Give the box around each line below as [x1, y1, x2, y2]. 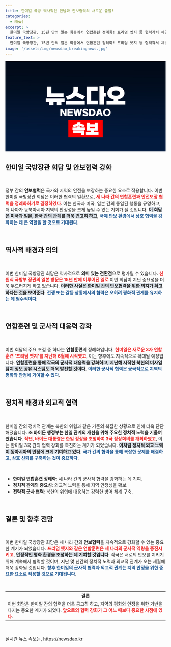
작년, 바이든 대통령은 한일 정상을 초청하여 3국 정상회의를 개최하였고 [24, 435, 156, 442]
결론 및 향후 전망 [5, 515, 53, 523]
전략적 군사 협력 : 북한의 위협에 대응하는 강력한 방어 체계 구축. [12, 488, 133, 495]
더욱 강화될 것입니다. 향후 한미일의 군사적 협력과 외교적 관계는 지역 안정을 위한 [5, 565, 159, 571]
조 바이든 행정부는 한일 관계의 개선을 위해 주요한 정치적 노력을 [28, 429, 149, 435]
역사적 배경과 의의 [5, 246, 58, 254]
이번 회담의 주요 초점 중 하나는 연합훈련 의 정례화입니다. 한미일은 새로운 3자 [5, 346, 153, 352]
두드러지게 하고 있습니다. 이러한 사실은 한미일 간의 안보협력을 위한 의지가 [10, 283, 154, 289]
